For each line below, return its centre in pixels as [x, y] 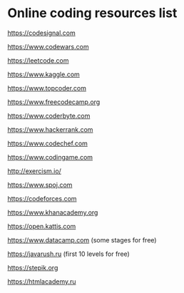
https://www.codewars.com [48, 46]
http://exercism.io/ [35, 171]
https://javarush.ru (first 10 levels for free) [68, 254]
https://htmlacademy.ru [42, 281]
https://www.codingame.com [50, 157]
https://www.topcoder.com [47, 88]
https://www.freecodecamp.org [54, 102]
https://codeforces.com [42, 198]
